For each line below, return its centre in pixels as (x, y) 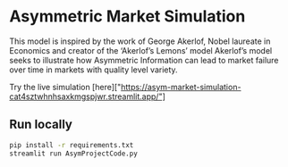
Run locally (41, 125)
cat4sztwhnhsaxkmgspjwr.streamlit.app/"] (87, 96)
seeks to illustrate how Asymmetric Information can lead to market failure (144, 60)
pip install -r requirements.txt (72, 145)
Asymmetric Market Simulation (127, 17)
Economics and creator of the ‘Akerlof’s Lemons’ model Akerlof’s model (141, 50)
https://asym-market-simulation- (181, 87)
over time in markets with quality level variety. (93, 70)
